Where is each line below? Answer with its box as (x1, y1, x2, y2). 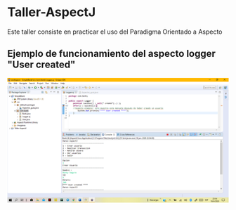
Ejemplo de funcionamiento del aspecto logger (7, 48, 216, 60)
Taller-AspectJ (7, 4, 96, 20)
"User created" (7, 59, 76, 71)
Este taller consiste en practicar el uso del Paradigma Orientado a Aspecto (7, 27, 223, 36)
